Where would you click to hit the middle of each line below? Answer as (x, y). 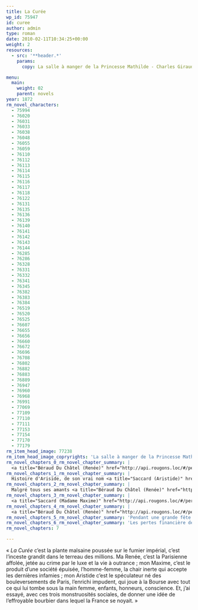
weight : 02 (30, 88)
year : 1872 (19, 99)
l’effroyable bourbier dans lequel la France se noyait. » (72, 601)
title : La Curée (26, 12)
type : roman (21, 34)
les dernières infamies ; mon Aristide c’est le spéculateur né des (84, 575)
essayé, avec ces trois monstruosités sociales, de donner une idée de (91, 594)
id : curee (18, 22)
